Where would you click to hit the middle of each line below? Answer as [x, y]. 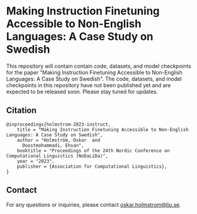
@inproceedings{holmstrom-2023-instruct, [59, 124]
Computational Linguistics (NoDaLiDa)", [57, 156]
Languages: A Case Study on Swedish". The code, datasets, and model [94, 79]
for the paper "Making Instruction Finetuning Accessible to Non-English [94, 72]
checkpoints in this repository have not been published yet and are [89, 85]
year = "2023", [36, 161]
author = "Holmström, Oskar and [59, 140]
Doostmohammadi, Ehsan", [53, 145]
